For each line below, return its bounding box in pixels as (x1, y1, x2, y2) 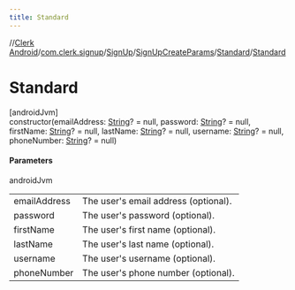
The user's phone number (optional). (82, 266, 236, 279)
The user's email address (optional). (82, 195, 232, 207)
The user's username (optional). (82, 252, 216, 264)
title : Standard (9, 12, 69, 22)
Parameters (9, 156, 53, 166)
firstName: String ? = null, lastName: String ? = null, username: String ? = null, (9, 126, 284, 136)
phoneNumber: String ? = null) (9, 134, 117, 146)
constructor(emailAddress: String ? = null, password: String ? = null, (9, 116, 252, 126)
